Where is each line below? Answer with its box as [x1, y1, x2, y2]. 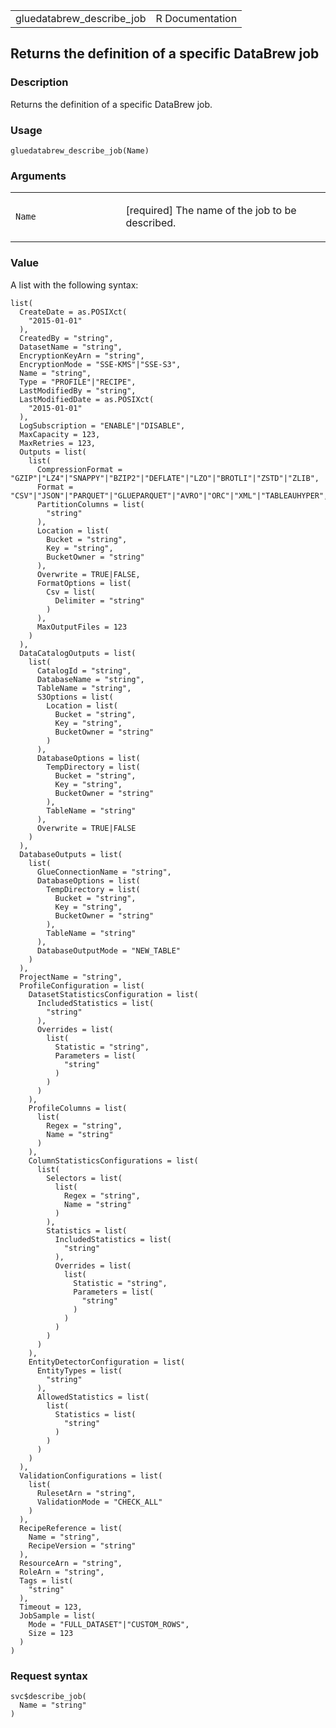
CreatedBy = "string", [19, 333, 114, 343]
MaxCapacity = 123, [19, 429, 101, 439]
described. [125, 216, 177, 230]
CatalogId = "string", [36, 665, 132, 676]
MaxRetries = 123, [19, 438, 97, 448]
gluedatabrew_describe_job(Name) [10, 145, 150, 156]
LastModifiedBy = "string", [19, 385, 137, 396]
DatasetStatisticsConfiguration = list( [28, 989, 199, 999]
